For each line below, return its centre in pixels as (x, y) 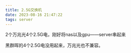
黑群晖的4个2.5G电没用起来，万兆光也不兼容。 (54, 45)
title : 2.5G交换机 (24, 10)
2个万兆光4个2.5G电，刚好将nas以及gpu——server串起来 (65, 35)
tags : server (19, 19)
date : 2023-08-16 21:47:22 (34, 15)
